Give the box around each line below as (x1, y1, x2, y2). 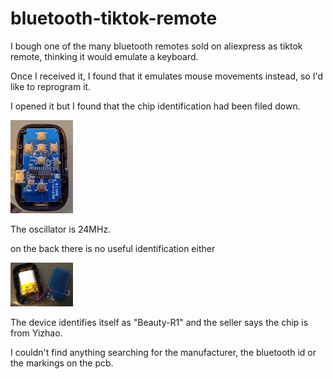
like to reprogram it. (10, 80, 92, 92)
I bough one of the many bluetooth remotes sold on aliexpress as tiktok (10, 40, 303, 52)
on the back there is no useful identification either (10, 242, 216, 254)
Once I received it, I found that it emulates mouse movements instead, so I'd (10, 70, 323, 82)
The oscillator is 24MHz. (10, 223, 112, 235)
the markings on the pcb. (10, 357, 114, 369)
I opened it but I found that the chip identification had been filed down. (10, 100, 301, 112)
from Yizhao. (10, 327, 63, 339)
